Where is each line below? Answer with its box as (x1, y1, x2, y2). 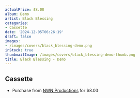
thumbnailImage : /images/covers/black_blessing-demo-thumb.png (5, 52, 136, 57)
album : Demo (5, 12, 29, 16)
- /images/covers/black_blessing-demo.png (5, 43, 92, 48)
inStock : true (5, 48, 34, 52)
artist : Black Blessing (5, 16, 53, 21)
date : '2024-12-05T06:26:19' (5, 30, 64, 34)
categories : (5, 20, 29, 26)
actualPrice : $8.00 (5, 7, 45, 12)
